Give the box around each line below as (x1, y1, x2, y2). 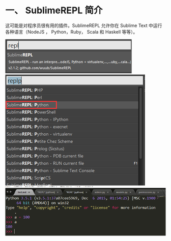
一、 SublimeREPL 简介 (5, 5, 103, 16)
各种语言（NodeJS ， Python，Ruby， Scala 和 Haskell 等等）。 (5, 28, 138, 35)
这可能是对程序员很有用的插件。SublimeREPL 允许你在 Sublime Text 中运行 (5, 22, 162, 28)
